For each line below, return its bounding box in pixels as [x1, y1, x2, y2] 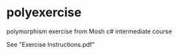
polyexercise [6, 5, 82, 20]
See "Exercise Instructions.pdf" [6, 40, 95, 48]
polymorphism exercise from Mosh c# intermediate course [6, 27, 172, 35]
